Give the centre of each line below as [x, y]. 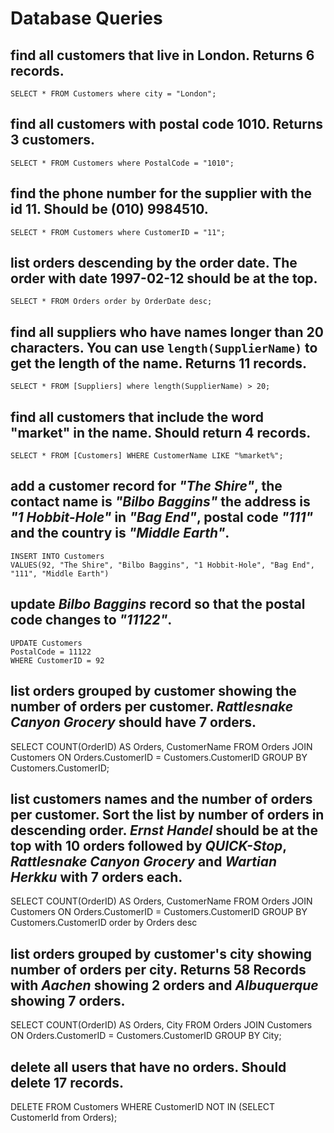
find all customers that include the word [137, 417]
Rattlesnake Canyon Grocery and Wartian [144, 861]
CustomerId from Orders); [64, 1117]
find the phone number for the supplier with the [161, 193]
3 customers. [53, 140]
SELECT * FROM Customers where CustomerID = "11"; [118, 232]
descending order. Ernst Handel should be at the [164, 830]
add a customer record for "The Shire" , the [146, 486]
